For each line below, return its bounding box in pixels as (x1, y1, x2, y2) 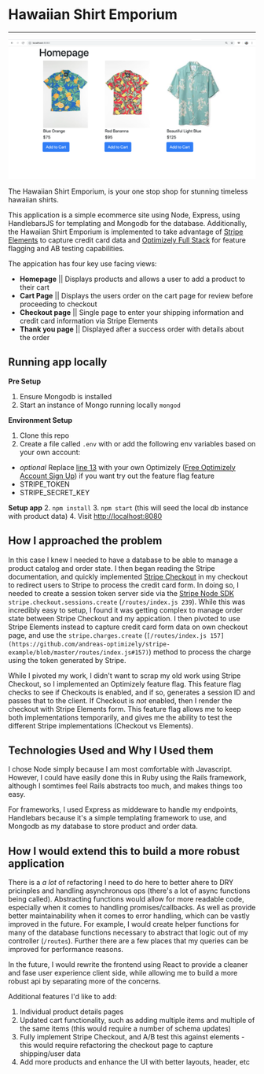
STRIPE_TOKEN (19, 479, 71, 489)
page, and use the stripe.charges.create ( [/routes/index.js (8, 630, 207, 639)
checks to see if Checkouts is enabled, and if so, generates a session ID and (8, 687, 255, 697)
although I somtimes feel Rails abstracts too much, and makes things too (8, 781, 244, 791)
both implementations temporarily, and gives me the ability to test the (8, 713, 233, 722)
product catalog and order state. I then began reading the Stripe (8, 563, 216, 572)
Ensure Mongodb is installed (19, 391, 112, 401)
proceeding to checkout (19, 299, 97, 309)
